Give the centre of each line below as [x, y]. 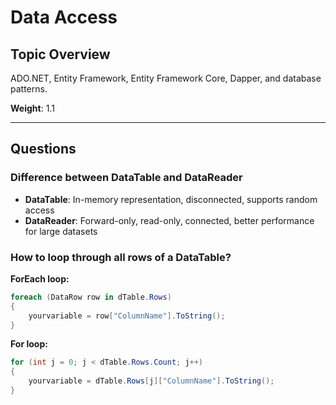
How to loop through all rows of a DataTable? [121, 257]
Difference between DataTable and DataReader [126, 178]
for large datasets [61, 231]
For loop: [29, 344]
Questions [43, 149]
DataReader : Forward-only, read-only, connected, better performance [169, 220]
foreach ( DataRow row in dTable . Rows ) [91, 297]
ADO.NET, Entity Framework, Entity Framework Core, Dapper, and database [166, 78]
